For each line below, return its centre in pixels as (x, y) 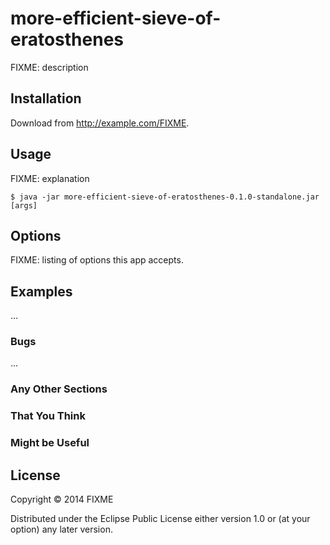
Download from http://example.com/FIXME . (100, 123)
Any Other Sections (59, 389)
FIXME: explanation (50, 178)
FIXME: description (49, 67)
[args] (24, 205)
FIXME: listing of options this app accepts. (97, 260)
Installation (46, 98)
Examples (41, 291)
